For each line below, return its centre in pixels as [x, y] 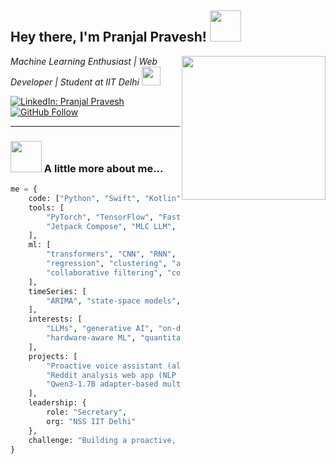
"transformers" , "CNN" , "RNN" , [111, 254]
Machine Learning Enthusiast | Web [84, 61]
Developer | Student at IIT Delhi [75, 82]
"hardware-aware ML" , [91, 338]
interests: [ [55, 319]
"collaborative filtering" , [104, 272]
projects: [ [53, 356]
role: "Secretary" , [87, 412]
